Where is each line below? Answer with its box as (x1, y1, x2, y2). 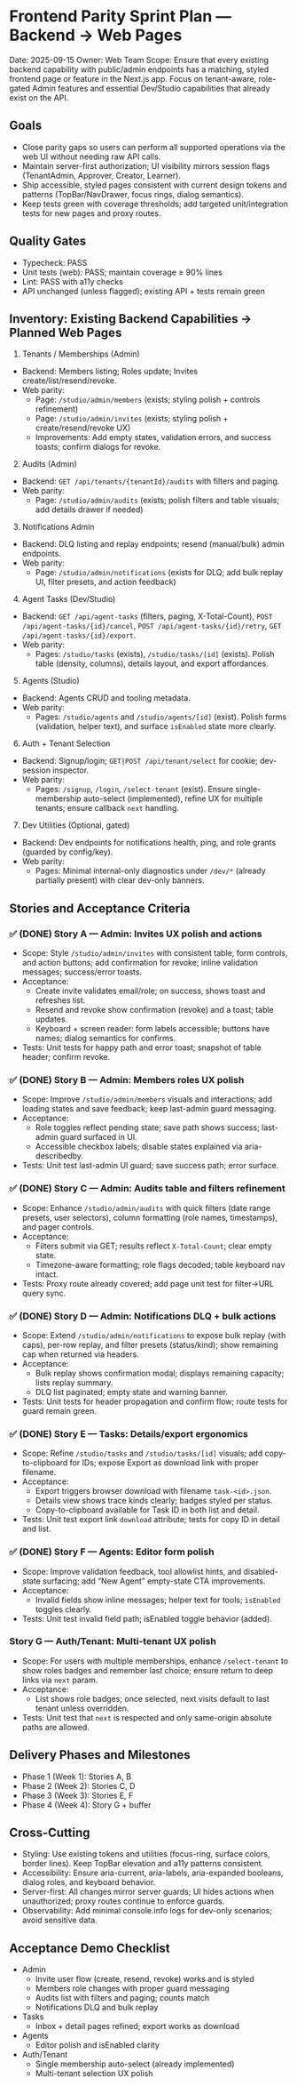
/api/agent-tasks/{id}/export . (21, 630, 137, 641)
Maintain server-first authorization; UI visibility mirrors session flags (21, 160, 270, 171)
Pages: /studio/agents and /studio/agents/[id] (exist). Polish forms (35, 711, 287, 722)
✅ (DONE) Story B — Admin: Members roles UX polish (9, 1073, 245, 1086)
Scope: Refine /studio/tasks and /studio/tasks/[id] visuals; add (21, 1448, 263, 1459)
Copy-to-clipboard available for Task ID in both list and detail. (35, 1504, 260, 1515)
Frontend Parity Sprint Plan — (9, 6, 232, 27)
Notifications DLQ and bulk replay (35, 2002, 159, 2013)
